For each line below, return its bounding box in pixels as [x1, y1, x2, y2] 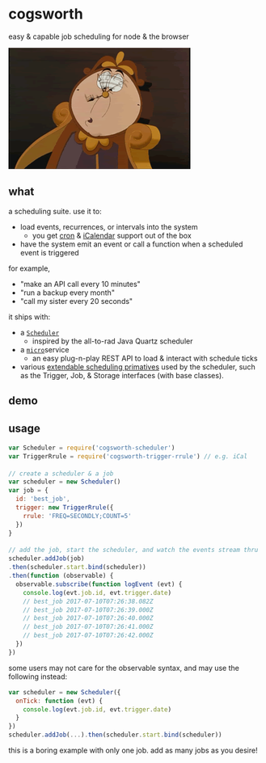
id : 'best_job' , [15, 495, 70, 504]
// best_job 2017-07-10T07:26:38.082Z [23, 597, 154, 605]
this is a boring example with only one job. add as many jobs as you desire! [8, 745, 258, 756]
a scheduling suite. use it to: [8, 206, 103, 216]
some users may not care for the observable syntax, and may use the [8, 663, 240, 672]
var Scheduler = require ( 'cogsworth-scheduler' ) [8, 444, 175, 452]
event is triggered [19, 247, 79, 257]
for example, [8, 263, 51, 273]
